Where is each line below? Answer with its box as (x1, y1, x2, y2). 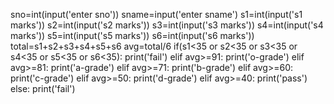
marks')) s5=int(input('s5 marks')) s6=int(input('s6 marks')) (10, 30, 255, 41)
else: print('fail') (10, 83, 76, 94)
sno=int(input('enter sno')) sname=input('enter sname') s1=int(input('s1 (10, 9, 303, 20)
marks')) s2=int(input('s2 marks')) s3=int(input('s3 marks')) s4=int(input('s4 (10, 19, 324, 31)
